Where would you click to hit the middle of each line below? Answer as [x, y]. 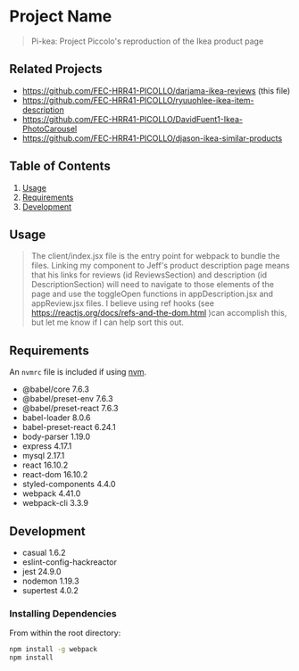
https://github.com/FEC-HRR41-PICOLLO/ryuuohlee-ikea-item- [138, 100]
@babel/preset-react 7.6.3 [70, 409]
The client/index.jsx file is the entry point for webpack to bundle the [155, 256]
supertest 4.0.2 [50, 590]
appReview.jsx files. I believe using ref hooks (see [122, 303]
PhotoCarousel [50, 128]
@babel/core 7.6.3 [55, 389]
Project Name [61, 17]
